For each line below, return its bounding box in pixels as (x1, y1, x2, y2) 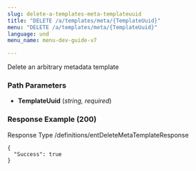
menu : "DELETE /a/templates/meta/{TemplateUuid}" (7, 24, 158, 31)
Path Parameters (7, 81, 66, 90)
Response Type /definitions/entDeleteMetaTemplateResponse (7, 130, 189, 139)
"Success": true (14, 150, 62, 157)
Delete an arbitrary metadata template (7, 63, 119, 71)
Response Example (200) (7, 115, 97, 125)
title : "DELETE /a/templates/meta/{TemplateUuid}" (7, 17, 161, 24)
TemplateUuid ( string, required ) (17, 97, 112, 105)
